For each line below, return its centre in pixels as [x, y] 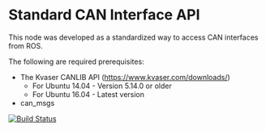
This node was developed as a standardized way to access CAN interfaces [133, 37]
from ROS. [26, 45]
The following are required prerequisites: [76, 61]
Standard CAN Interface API [104, 15]
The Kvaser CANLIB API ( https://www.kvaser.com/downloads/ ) [125, 77]
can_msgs [37, 103]
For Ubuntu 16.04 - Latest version [88, 94]
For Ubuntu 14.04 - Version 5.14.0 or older [102, 86]
